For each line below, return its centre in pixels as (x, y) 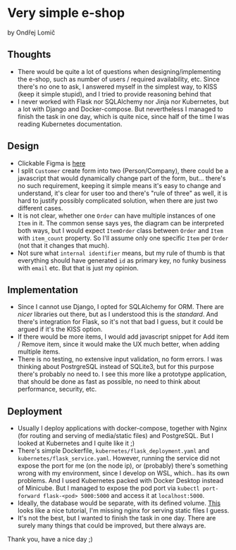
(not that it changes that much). (63, 245)
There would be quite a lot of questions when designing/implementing (119, 71)
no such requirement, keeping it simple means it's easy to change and (119, 185)
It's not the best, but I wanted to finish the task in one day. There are (117, 518)
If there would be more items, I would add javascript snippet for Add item (123, 337)
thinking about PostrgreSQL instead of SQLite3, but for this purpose (116, 367)
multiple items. (39, 352)
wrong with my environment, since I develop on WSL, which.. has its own (123, 473)
